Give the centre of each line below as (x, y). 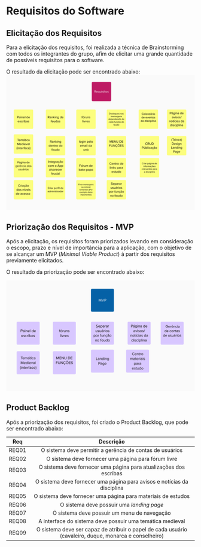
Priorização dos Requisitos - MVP (70, 227)
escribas (112, 473)
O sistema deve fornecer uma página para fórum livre (112, 459)
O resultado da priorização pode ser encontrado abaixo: (75, 272)
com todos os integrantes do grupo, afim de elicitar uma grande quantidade (100, 54)
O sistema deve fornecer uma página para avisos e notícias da (112, 482)
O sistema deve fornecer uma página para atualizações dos (112, 467)
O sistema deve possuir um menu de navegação (112, 513)
